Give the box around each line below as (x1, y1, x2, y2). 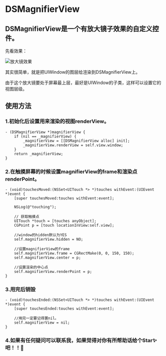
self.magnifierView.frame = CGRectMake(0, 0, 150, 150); (14, 251, 135, 256)
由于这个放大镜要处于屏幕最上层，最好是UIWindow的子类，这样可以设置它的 (5, 80, 162, 86)
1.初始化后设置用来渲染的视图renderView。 (5, 118, 109, 125)
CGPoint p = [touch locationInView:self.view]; (14, 223, 114, 228)
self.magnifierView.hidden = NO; (14, 237, 83, 242)
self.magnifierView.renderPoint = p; (14, 269, 92, 274)
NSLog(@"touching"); (14, 204, 57, 209)
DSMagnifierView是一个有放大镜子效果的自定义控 (5, 24, 159, 33)
